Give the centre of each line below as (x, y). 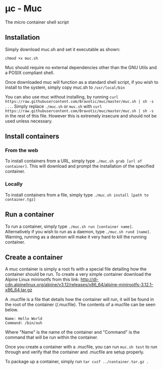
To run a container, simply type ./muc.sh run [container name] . (69, 226)
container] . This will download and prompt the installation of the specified (80, 166)
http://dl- (90, 279)
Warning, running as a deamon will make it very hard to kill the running (76, 237)
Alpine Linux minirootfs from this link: (42, 279)
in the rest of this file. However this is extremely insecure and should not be (81, 116)
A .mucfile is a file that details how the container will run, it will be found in (80, 299)
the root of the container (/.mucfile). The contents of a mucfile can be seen (80, 305)
